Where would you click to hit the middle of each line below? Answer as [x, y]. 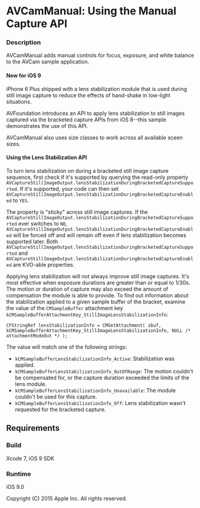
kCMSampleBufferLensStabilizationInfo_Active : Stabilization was [95, 358]
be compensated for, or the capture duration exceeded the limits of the [102, 378]
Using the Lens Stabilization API [47, 157]
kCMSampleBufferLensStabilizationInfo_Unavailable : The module [95, 390]
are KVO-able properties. [44, 264]
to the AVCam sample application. [48, 62]
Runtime [19, 474]
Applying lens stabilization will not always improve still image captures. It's [98, 276]
